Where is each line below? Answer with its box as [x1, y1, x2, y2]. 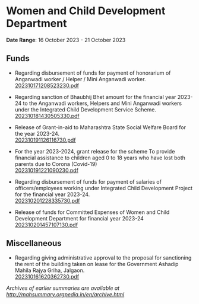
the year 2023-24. [14, 130, 60, 137]
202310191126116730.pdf [14, 136, 76, 143]
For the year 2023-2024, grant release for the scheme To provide [14, 148, 175, 155]
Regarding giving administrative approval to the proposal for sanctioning [14, 254, 192, 261]
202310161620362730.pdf [14, 273, 80, 280]
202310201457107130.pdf [14, 221, 78, 228]
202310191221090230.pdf [14, 167, 79, 174]
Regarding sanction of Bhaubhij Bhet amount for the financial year [14, 93, 176, 100]
